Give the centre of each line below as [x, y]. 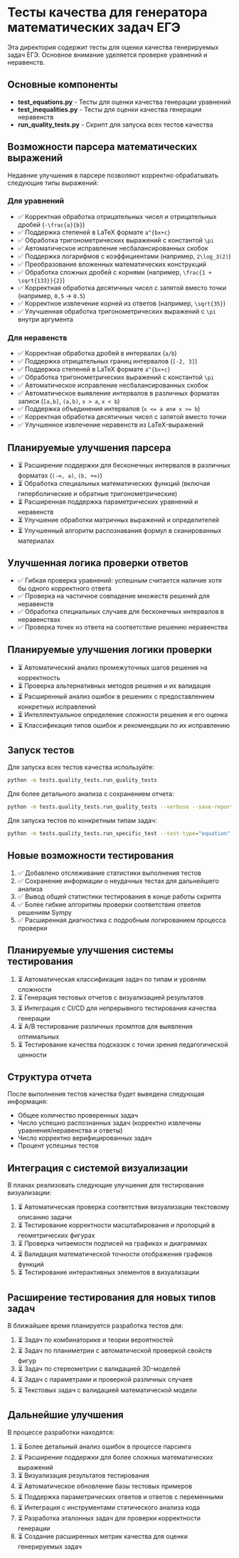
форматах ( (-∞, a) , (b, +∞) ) [60, 475]
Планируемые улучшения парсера [89, 448]
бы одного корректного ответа [64, 588]
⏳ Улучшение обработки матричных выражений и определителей [118, 519]
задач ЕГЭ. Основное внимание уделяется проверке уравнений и [107, 55]
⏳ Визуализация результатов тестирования [83, 1475]
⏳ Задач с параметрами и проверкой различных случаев [105, 1379]
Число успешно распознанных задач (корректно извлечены [109, 1123]
